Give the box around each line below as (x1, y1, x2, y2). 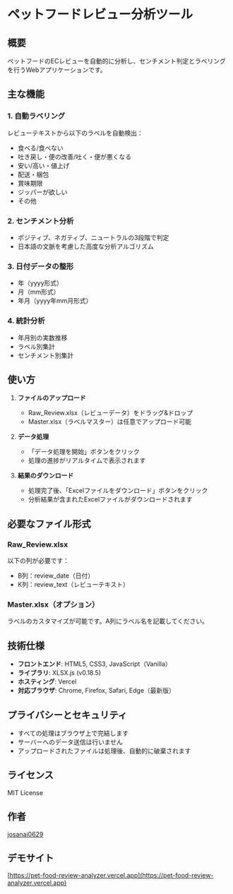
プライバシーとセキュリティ (7, 709, 128, 721)
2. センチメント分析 (7, 216, 74, 226)
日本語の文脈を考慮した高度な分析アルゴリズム (17, 242, 154, 251)
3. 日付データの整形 (7, 261, 74, 271)
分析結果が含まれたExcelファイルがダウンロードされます (28, 495, 193, 503)
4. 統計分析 (7, 316, 45, 326)
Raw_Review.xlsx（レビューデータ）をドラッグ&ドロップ (28, 409, 193, 417)
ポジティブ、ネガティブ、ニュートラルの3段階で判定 (17, 233, 169, 242)
